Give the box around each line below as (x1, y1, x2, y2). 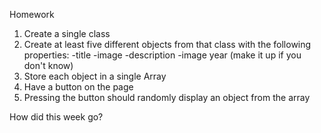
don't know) (23, 60, 74, 71)
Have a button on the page (23, 81, 134, 93)
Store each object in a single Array (23, 70, 167, 82)
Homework (9, 9, 55, 20)
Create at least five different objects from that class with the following (23, 39, 312, 50)
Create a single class (23, 28, 111, 39)
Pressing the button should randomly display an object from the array (23, 92, 311, 103)
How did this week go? (9, 111, 104, 123)
